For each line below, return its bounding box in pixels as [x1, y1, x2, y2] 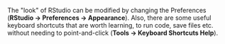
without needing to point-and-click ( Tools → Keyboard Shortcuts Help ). [7, 28, 219, 37]
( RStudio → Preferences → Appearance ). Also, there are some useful [7, 13, 212, 22]
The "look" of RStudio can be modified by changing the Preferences [7, 6, 207, 14]
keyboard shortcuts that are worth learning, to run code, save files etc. [7, 21, 214, 29]
